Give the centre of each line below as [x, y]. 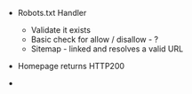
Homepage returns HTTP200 [71, 66]
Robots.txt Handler [52, 13]
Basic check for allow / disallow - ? [94, 39]
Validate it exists [61, 30]
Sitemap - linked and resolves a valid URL [107, 49]
